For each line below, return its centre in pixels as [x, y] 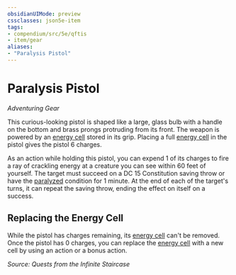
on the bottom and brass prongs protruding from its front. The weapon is [113, 129]
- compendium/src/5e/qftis [47, 34]
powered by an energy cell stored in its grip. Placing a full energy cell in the [117, 137]
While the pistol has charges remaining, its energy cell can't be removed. [114, 235]
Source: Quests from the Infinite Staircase [68, 264]
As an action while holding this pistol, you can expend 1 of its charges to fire [118, 158]
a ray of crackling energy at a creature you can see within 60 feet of [107, 165]
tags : [15, 27]
